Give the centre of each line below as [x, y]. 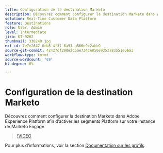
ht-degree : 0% [19, 64]
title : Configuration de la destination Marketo [55, 10]
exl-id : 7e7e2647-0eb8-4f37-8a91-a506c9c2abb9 [53, 46]
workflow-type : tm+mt [27, 55]
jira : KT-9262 [19, 37]
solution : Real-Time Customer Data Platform [51, 19]
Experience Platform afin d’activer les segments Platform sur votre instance [80, 121]
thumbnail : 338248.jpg [28, 41]
